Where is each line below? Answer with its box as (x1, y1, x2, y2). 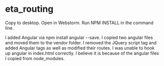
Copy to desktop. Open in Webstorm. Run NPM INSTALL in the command (5, 20, 154, 26)
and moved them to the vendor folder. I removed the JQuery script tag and (5, 39, 157, 45)
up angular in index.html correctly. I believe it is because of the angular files (5, 50, 159, 56)
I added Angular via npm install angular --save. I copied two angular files (5, 34, 153, 40)
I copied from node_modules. (5, 55, 65, 61)
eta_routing (5, 3, 53, 15)
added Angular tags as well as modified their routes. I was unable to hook (5, 45, 155, 51)
